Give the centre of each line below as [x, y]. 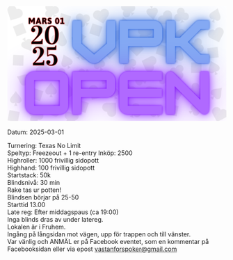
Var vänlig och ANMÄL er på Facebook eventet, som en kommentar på [108, 241]
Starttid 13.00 [26, 204]
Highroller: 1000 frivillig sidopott [53, 160]
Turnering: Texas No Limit [44, 145]
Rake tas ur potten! [34, 190]
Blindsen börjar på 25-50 [43, 197]
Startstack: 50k [29, 175]
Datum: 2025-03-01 [36, 132]
